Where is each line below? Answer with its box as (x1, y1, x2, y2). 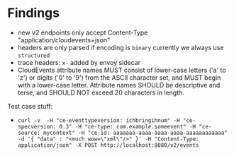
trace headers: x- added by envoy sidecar (17, 58, 141, 66)
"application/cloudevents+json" (17, 35, 111, 44)
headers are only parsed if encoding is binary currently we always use (17, 43, 224, 52)
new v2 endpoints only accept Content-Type (17, 28, 148, 37)
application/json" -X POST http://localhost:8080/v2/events (17, 141, 199, 149)
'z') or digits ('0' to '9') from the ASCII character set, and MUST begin (17, 73, 221, 82)
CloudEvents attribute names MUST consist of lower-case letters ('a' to (17, 66, 226, 74)
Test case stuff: (7, 102, 53, 110)
